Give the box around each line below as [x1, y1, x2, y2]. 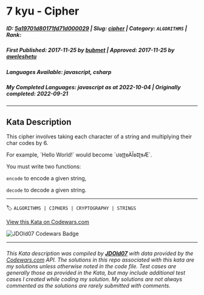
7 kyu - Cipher [6, 4, 80, 18]
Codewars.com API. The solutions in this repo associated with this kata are [6, 256, 195, 263]
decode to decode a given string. [6, 186, 87, 194]
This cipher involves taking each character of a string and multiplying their [6, 133, 192, 140]
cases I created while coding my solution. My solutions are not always [6, 275, 183, 283]
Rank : [6, 31, 22, 38]
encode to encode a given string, [6, 175, 87, 182]
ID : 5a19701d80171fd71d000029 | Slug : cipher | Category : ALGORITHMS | [6, 24, 187, 32]
